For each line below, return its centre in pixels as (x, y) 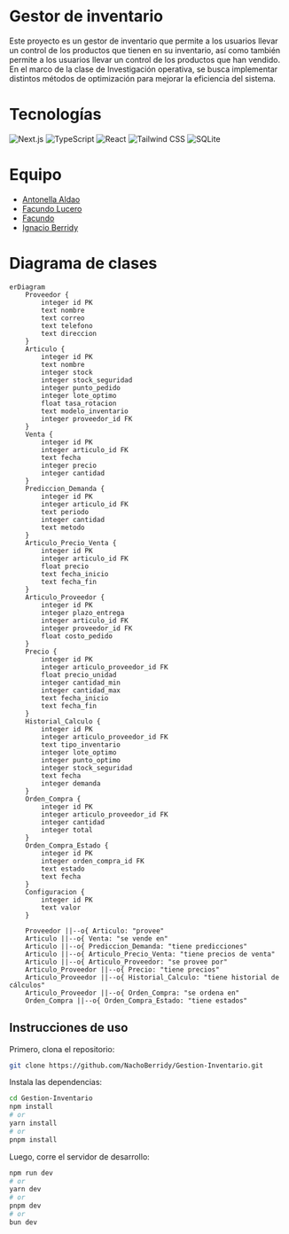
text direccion (69, 333)
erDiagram (27, 287)
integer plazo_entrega (83, 613)
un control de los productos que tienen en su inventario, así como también (145, 50)
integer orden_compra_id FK (93, 861)
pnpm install (33, 1140)
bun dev (23, 1222)
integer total (67, 830)
